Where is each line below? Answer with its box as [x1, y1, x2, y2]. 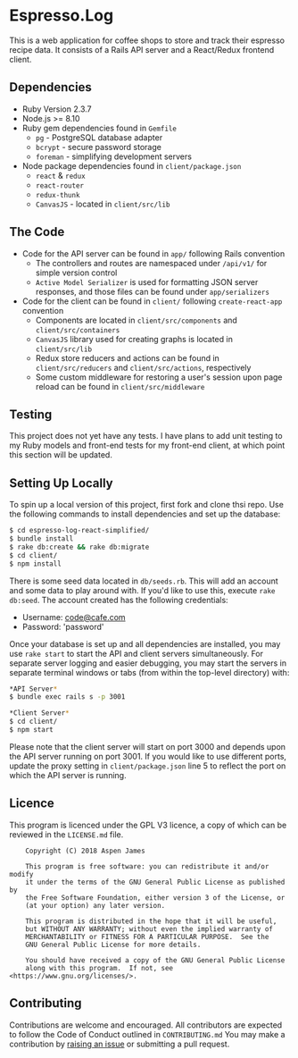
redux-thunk [35, 190, 80, 199]
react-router [35, 181, 85, 190]
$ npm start [9, 726, 54, 735]
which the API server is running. [9, 769, 127, 780]
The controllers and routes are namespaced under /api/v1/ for [35, 257, 268, 268]
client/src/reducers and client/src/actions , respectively [35, 362, 252, 373]
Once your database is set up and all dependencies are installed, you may [9, 638, 281, 649]
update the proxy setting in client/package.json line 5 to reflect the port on [9, 760, 286, 771]
